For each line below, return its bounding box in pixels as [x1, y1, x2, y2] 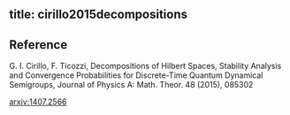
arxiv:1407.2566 [9, 96, 67, 107]
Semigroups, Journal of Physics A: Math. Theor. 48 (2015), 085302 [9, 80, 254, 90]
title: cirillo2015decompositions [9, 7, 188, 22]
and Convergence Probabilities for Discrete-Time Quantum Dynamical [9, 70, 263, 80]
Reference [9, 37, 68, 52]
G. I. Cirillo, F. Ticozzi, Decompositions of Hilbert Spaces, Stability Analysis [9, 61, 282, 72]
